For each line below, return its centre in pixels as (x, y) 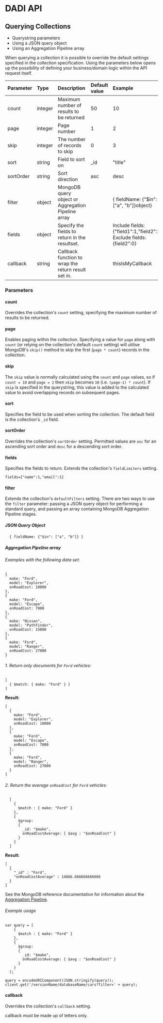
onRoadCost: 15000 (28, 629)
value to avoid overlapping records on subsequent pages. (63, 392)
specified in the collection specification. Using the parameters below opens (81, 63)
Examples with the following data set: (42, 560)
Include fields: (129, 225)
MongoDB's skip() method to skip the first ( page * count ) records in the (77, 350)
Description (72, 88)
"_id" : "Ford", (30, 873)
